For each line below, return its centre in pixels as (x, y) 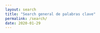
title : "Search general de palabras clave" (50, 14)
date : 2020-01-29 (23, 23)
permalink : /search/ (26, 18)
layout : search (21, 9)
